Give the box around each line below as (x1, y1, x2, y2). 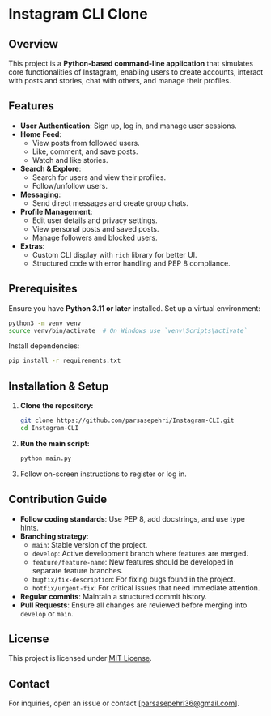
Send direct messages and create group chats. (32, 198, 188, 207)
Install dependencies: (8, 341, 80, 351)
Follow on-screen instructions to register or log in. (19, 469, 188, 479)
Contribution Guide (8, 492, 108, 506)
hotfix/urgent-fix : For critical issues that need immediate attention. (32, 582, 260, 592)
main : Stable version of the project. (32, 539, 148, 549)
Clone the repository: (19, 401, 94, 411)
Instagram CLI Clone (8, 5, 148, 23)
